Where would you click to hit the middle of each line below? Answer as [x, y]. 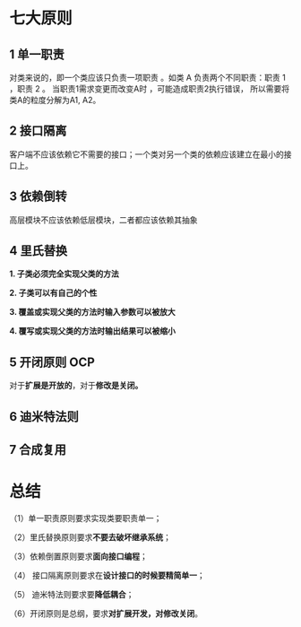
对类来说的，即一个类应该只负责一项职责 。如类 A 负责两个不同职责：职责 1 [148, 78]
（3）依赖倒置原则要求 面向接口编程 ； [78, 556]
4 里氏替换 [39, 251]
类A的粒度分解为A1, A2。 [55, 100]
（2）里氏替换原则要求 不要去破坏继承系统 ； [90, 537]
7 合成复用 [38, 450]
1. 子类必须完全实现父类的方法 [64, 274]
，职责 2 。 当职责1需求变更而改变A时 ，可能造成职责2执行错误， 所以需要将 [150, 89]
